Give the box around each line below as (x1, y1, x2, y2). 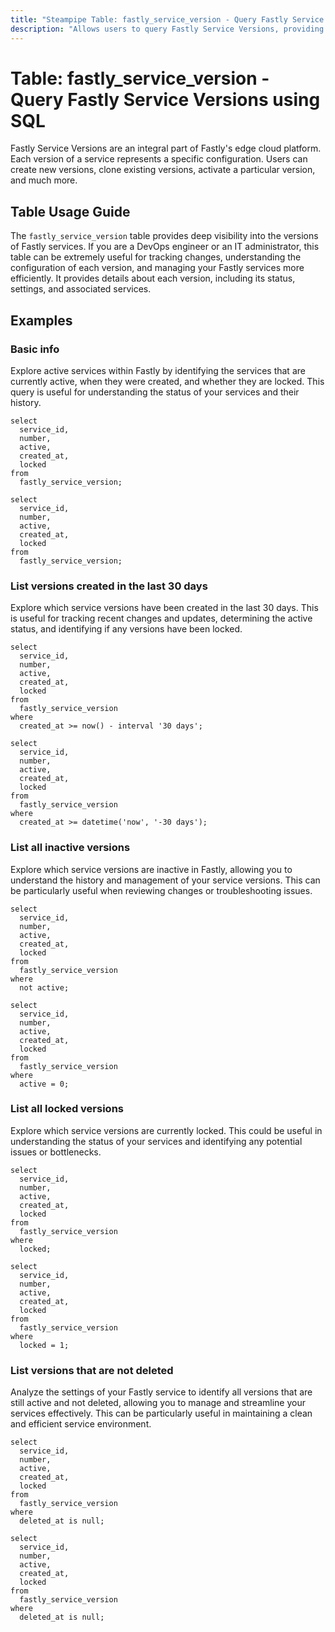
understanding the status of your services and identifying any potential (10, 1135, 303, 1147)
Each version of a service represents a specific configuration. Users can (10, 153, 308, 165)
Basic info (10, 342, 60, 356)
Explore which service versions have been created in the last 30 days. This (10, 602, 319, 614)
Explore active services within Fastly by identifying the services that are (10, 364, 306, 376)
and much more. (10, 174, 78, 186)
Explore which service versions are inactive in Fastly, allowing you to (10, 863, 293, 875)
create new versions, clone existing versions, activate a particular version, (10, 164, 316, 176)
